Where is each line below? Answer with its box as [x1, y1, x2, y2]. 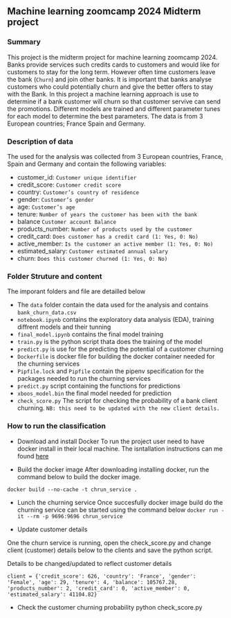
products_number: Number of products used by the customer [17, 225, 192, 233]
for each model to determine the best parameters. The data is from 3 [7, 112, 203, 120]
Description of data [7, 137, 74, 146]
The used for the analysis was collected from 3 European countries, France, [7, 152, 223, 160]
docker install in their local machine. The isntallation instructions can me [17, 444, 223, 453]
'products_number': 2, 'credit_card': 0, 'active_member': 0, [7, 585, 190, 592]
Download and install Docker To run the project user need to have [17, 437, 205, 445]
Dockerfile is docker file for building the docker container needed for [17, 352, 215, 361]
